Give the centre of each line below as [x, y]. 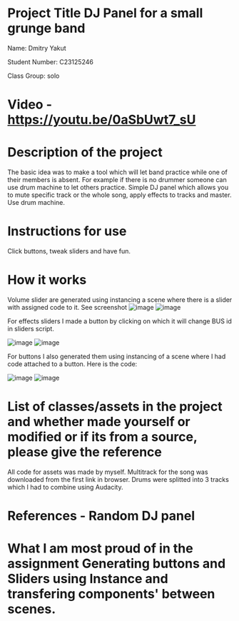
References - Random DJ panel [101, 516]
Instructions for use [67, 232]
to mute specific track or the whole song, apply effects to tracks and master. [119, 195]
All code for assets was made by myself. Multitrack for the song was [108, 472]
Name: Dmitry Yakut [37, 48]
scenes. [31, 609]
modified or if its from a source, [102, 437]
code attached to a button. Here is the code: [72, 364]
